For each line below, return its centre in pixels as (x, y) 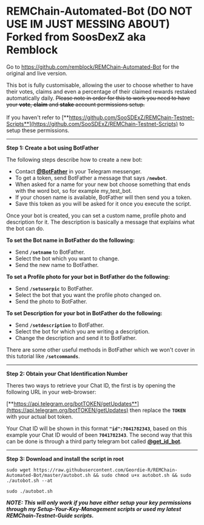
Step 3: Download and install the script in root (65, 459)
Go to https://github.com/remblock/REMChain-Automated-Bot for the (93, 67)
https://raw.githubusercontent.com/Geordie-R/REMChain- (105, 470)
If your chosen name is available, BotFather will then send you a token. (103, 197)
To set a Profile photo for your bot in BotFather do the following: (88, 276)
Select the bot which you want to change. (67, 258)
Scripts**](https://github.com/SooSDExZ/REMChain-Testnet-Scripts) (92, 123)
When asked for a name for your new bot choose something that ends (103, 184)
